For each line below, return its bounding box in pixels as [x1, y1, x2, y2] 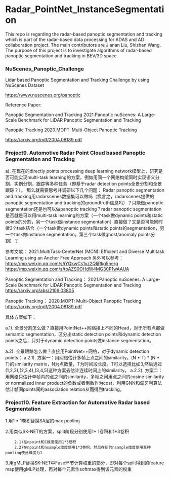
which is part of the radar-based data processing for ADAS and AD [5, 36, 145, 43]
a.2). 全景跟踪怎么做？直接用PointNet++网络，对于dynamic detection [5, 348, 149, 354]
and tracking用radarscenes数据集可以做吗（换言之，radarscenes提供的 [5, 193, 154, 199]
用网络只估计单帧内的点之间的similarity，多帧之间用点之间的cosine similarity [5, 374, 164, 380]
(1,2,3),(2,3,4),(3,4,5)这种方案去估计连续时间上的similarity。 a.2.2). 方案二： [5, 367, 163, 373]
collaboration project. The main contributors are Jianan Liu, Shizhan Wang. [5, 42, 161, 48]
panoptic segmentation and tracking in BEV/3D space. [5, 52, 118, 59]
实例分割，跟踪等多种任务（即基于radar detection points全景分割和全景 [14, 180, 162, 187]
